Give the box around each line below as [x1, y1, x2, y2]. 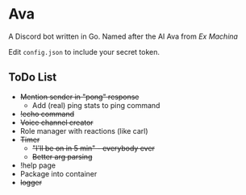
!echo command [19, 109, 75, 118]
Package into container [19, 168, 98, 178]
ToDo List [8, 70, 57, 85]
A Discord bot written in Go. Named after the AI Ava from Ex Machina [8, 31, 238, 41]
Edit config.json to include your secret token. [8, 47, 160, 56]
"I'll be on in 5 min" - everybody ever [31, 143, 156, 153]
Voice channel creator [19, 118, 94, 127]
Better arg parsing [31, 151, 93, 161]
